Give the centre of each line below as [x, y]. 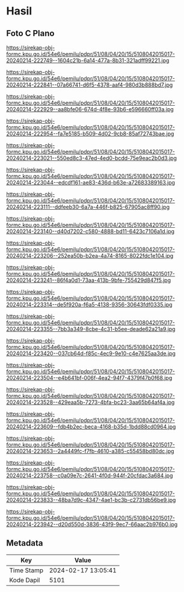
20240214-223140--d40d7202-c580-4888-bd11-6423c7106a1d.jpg [90, 231]
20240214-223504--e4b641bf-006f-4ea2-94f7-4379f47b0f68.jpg [89, 378]
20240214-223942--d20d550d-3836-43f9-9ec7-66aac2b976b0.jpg [92, 524]
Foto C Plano [30, 33]
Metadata [25, 543]
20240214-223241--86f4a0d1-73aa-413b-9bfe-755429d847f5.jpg [89, 280]
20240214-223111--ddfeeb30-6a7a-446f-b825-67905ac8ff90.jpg [88, 207]
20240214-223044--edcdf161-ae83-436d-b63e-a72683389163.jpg [91, 182]
